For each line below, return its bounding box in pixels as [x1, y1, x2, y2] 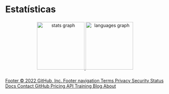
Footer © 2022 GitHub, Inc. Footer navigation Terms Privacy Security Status [5, 78, 164, 84]
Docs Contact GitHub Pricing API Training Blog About [5, 83, 116, 89]
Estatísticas [5, 4, 56, 15]
